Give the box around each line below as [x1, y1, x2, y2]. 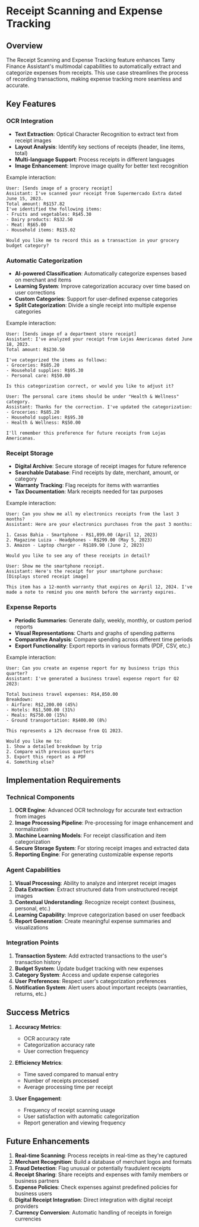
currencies [14, 1215, 42, 1223]
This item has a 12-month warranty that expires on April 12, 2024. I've [6, 584, 193, 590]
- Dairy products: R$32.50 [6, 216, 73, 222]
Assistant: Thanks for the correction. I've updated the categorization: [6, 404, 193, 410]
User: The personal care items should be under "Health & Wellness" [6, 393, 179, 399]
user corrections [14, 289, 55, 296]
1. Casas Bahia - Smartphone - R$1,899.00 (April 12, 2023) [6, 532, 159, 538]
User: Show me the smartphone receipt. [6, 563, 105, 569]
